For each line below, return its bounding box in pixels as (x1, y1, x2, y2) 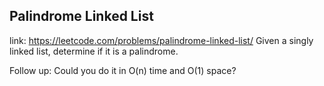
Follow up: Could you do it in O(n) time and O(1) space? (9, 64, 237, 76)
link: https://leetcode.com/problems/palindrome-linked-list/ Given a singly (9, 34, 314, 46)
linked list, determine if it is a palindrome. (9, 45, 179, 57)
